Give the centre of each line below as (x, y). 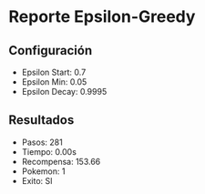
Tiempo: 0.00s (49, 151)
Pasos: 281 (42, 142)
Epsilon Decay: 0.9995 (64, 92)
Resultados (41, 120)
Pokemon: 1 (43, 171)
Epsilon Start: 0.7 (54, 72)
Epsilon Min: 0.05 (54, 82)
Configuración (51, 51)
